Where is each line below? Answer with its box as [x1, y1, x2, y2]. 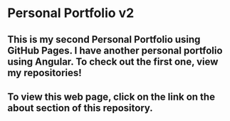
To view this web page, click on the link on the [7, 90, 216, 102]
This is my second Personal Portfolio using [7, 33, 201, 46]
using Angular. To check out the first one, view [7, 56, 219, 68]
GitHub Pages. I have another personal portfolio [7, 44, 223, 56]
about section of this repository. [7, 102, 153, 114]
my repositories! [7, 66, 82, 79]
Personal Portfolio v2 [7, 5, 135, 21]
